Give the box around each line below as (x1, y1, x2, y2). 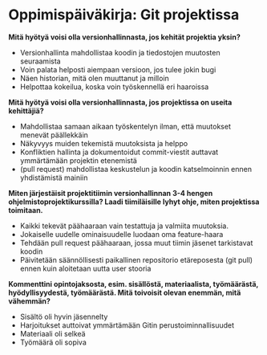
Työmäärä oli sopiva (19, 337, 87, 347)
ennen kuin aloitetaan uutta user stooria (19, 263, 152, 273)
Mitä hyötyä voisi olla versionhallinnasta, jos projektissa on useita (8, 97, 233, 107)
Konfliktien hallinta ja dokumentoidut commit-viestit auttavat (19, 147, 219, 157)
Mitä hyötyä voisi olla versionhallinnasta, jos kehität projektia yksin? (8, 32, 241, 42)
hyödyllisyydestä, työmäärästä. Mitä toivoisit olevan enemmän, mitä (8, 288, 241, 297)
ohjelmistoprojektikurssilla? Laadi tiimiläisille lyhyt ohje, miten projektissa (8, 197, 260, 206)
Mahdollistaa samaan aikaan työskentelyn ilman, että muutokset (19, 121, 231, 131)
